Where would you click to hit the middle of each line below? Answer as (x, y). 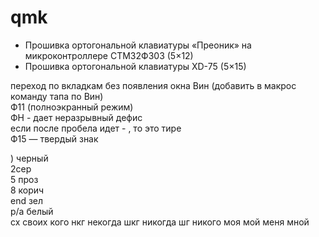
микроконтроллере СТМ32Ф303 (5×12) (109, 55)
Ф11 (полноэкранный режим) (72, 107)
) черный (29, 158)
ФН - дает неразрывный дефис (76, 117)
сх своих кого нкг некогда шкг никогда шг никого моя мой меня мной (160, 222)
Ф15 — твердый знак (54, 138)
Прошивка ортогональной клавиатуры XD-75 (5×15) (135, 66)
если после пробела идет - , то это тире (96, 128)
